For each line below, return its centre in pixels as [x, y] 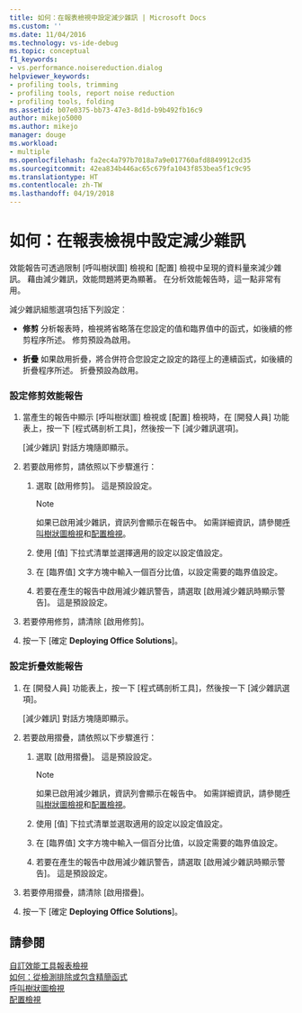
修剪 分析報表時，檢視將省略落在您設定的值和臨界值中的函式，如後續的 [153, 328]
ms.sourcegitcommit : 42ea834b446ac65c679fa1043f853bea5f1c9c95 [130, 169]
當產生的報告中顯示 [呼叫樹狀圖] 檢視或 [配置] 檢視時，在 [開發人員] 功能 [156, 417]
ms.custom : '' [36, 26]
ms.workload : [34, 143]
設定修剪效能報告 [46, 396]
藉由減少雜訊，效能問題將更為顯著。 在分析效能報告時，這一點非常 [150, 278]
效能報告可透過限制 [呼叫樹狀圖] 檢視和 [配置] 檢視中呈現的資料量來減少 [142, 268]
